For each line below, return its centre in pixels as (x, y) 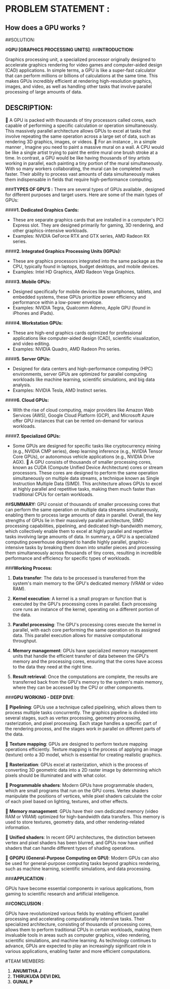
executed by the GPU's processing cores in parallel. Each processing (84, 604)
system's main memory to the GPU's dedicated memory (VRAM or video (88, 583)
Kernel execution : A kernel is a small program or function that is (79, 598)
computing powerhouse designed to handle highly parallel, (67, 542)
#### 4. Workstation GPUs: (34, 323)
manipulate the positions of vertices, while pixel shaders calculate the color (84, 796)
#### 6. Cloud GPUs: (27, 400)
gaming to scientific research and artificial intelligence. (62, 894)
